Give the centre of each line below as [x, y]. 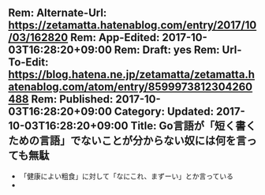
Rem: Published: [72, 99]
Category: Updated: [164, 112]
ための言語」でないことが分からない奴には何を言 [127, 141]
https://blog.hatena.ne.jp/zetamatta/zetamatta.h [131, 75]
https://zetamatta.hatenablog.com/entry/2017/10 [132, 26]
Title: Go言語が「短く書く [193, 126]
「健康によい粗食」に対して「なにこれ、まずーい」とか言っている [127, 176]
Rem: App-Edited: [115, 37]
